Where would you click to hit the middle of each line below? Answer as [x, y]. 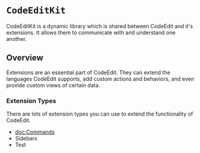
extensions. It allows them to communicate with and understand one [91, 33]
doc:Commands [35, 132]
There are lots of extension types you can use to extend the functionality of [100, 114]
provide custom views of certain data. [53, 85]
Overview [25, 58]
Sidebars [26, 139]
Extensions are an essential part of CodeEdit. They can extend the [88, 72]
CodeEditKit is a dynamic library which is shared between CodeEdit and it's [100, 26]
